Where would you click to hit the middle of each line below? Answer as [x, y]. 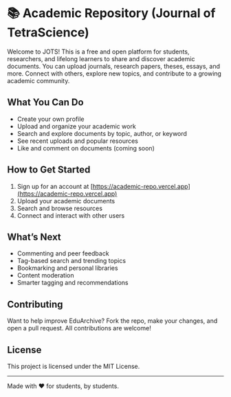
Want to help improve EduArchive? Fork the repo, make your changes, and [112, 321]
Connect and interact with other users [71, 215]
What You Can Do [45, 103]
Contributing [35, 304]
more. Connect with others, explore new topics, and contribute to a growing [114, 73]
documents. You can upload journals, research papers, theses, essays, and [113, 66]
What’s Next [34, 237]
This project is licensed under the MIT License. [74, 366]
